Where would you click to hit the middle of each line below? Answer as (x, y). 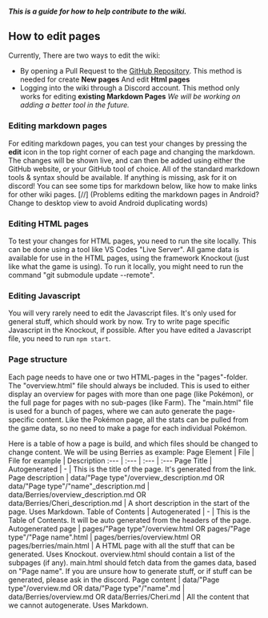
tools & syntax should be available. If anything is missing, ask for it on (123, 177)
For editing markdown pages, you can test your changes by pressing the (128, 143)
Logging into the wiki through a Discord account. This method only (130, 88)
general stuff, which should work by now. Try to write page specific (119, 322)
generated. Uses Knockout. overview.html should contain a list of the (122, 554)
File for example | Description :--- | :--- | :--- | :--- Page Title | (110, 460)
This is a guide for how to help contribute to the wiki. (98, 11)
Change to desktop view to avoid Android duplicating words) (108, 203)
